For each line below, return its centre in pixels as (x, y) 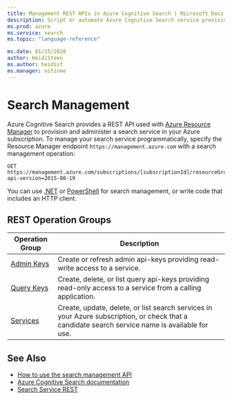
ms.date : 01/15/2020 (37, 52)
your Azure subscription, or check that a (123, 317)
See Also (27, 358)
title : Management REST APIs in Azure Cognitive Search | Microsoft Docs (116, 13)
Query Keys (30, 288)
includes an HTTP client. (42, 198)
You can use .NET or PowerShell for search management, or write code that (115, 191)
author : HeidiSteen (35, 58)
